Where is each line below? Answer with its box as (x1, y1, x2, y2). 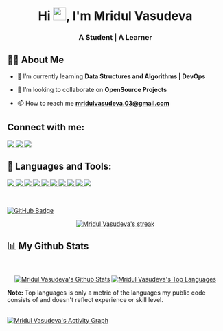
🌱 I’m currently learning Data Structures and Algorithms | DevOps (16, 72, 206, 80)
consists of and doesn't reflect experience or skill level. (7, 296, 163, 304)
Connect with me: (7, 122, 85, 133)
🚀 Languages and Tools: (7, 161, 112, 172)
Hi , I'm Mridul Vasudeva (38, 8, 193, 24)
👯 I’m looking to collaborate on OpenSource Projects (16, 85, 167, 93)
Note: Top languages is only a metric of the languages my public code (7, 288, 206, 297)
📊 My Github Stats (7, 240, 89, 252)
